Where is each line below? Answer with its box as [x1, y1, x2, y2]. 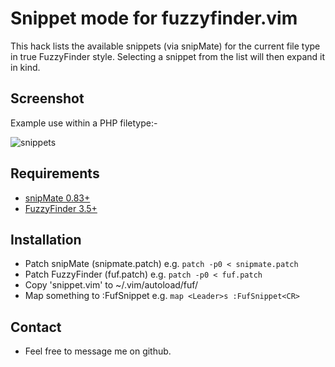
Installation [10, 231, 82, 248]
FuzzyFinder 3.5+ [24, 202, 98, 214]
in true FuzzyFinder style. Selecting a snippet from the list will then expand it [10, 50, 326, 62]
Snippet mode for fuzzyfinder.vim [10, 7, 298, 30]
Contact [10, 318, 62, 336]
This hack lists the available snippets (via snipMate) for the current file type [10, 40, 321, 52]
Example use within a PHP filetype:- [10, 117, 158, 129]
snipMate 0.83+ [24, 192, 91, 204]
